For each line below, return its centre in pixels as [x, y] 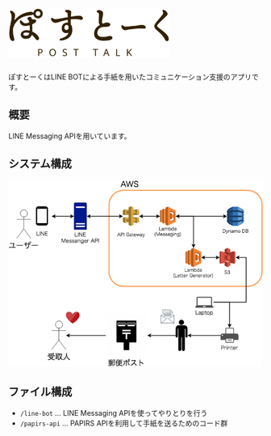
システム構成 [40, 164]
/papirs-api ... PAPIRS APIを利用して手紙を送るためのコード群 [124, 423]
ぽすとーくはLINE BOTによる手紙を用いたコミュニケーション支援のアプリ [130, 77]
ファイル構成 [40, 392]
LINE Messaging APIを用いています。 [70, 136]
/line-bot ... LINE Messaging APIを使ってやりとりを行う [114, 413]
